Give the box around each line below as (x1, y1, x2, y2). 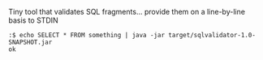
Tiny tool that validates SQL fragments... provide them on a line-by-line (8, 7, 246, 16)
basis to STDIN (8, 15, 58, 25)
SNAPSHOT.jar (8, 38, 53, 46)
